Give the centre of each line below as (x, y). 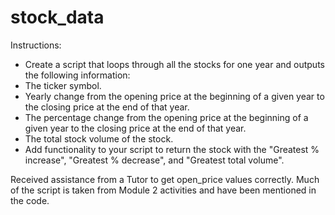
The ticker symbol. (63, 85)
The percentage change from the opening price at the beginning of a (166, 117)
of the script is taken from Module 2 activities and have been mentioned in (163, 190)
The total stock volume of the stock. (99, 138)
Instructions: (36, 45)
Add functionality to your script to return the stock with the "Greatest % (172, 149)
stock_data (57, 17)
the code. (30, 200)
